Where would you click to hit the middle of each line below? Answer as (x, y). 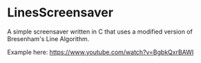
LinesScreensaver (60, 13)
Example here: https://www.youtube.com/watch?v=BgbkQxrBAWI (100, 52)
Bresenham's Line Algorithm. (48, 38)
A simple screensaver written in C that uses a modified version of (100, 32)
